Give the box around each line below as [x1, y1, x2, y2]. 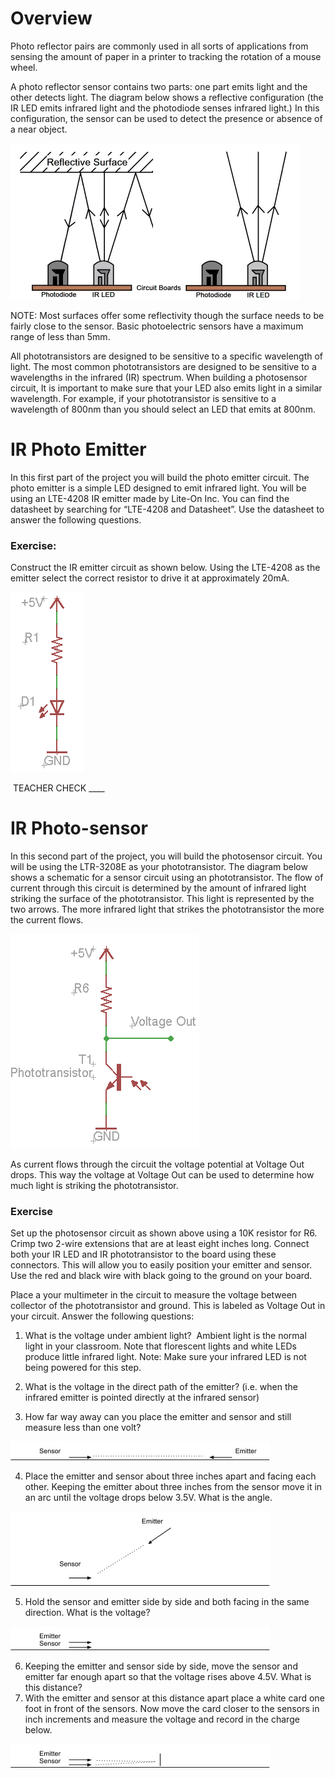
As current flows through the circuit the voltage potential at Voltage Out [10, 1158, 305, 1171]
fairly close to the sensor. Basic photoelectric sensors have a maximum [10, 320, 304, 332]
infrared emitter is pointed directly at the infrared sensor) [24, 1392, 260, 1404]
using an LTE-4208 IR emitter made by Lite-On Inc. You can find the [10, 492, 290, 504]
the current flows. [10, 914, 84, 926]
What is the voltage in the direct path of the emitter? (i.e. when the [24, 1381, 298, 1393]
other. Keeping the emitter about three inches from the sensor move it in [24, 1481, 323, 1493]
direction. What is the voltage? [24, 1607, 151, 1619]
